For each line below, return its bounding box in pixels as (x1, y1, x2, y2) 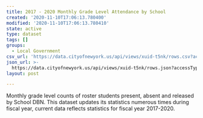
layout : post (6, 70, 39, 76)
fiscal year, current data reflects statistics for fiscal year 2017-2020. (6, 105, 175, 112)
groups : (6, 43, 26, 49)
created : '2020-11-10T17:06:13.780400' (6, 14, 107, 20)
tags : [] (6, 37, 28, 43)
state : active (6, 25, 42, 32)
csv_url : (6, 54, 28, 60)
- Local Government (11, 48, 61, 54)
